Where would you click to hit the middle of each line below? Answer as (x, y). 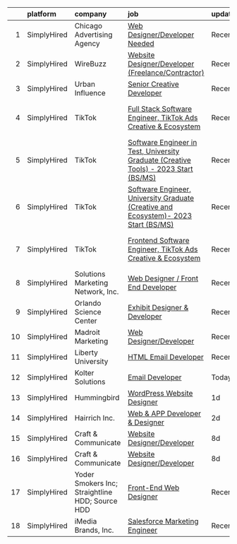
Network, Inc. (97, 291)
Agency (87, 43)
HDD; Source (96, 501)
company (91, 14)
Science (88, 312)
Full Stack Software (160, 109)
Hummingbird (97, 397)
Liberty (86, 353)
